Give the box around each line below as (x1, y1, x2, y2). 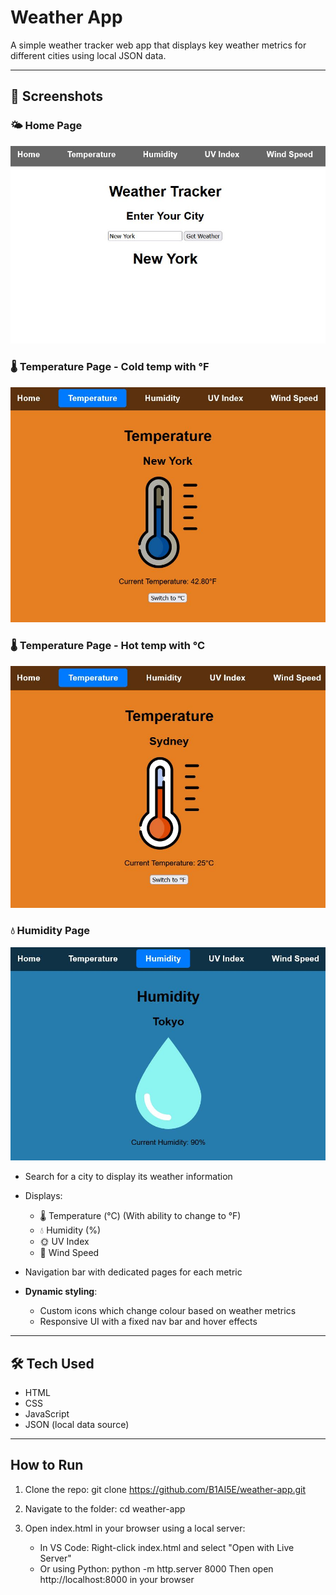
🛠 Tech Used (10, 1355, 95, 1372)
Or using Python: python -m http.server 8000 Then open (39, 1562, 274, 1575)
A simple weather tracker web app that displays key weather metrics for (10, 39, 307, 51)
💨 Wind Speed (39, 1247, 100, 1259)
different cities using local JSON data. (10, 49, 167, 61)
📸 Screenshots (10, 88, 104, 105)
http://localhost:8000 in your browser (39, 1573, 195, 1585)
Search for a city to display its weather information (24, 1171, 233, 1183)
